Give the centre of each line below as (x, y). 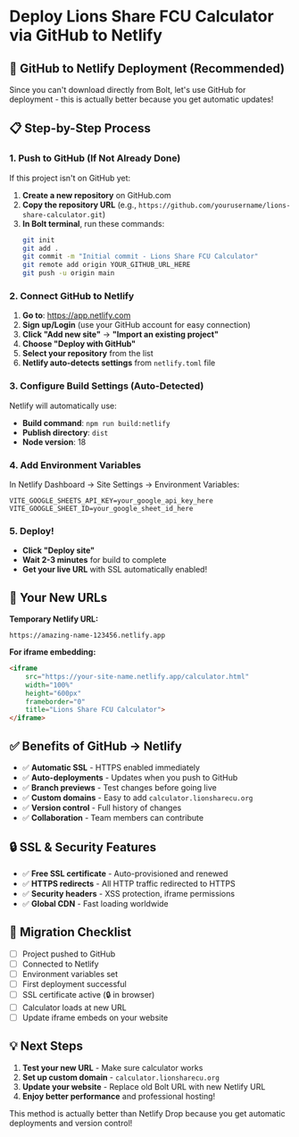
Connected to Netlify (61, 964)
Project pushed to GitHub (69, 954)
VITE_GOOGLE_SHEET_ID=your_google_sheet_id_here (101, 508)
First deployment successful (74, 983)
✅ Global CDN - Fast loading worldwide (96, 903)
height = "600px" (54, 693)
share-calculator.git (62, 215)
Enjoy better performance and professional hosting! (119, 1096)
